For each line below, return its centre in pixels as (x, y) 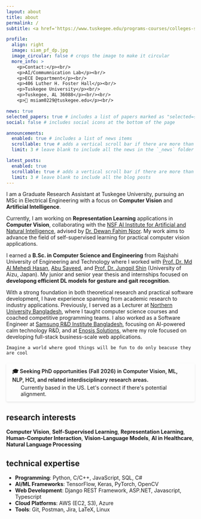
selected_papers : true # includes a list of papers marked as (85, 117)
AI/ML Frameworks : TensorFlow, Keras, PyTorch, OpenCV (87, 484)
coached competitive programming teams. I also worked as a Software (93, 318)
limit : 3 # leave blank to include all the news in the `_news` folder (103, 150)
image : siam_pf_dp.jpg (40, 51)
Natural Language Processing (44, 445)
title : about (22, 17)
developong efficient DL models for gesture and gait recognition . (88, 281)
